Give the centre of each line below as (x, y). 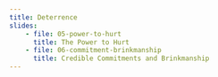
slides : (24, 26)
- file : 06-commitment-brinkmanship (94, 50)
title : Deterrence (43, 17)
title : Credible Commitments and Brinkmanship (121, 58)
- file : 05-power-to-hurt (74, 34)
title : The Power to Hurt (81, 42)
